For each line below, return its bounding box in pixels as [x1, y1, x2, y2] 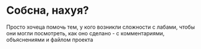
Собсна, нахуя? [6, 4, 89, 17]
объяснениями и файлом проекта [6, 36, 94, 43]
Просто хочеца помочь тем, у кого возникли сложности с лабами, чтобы [6, 23, 195, 30]
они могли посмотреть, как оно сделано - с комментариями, [6, 29, 165, 36]
